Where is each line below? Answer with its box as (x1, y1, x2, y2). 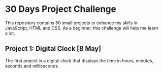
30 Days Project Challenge (5, 3, 117, 15)
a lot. (5, 30, 16, 36)
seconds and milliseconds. (5, 63, 59, 69)
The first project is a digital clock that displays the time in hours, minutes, (5, 58, 154, 64)
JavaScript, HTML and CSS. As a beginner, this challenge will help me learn (5, 25, 159, 31)
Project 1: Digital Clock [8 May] (5, 44, 101, 53)
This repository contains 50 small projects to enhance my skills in (5, 20, 138, 26)
